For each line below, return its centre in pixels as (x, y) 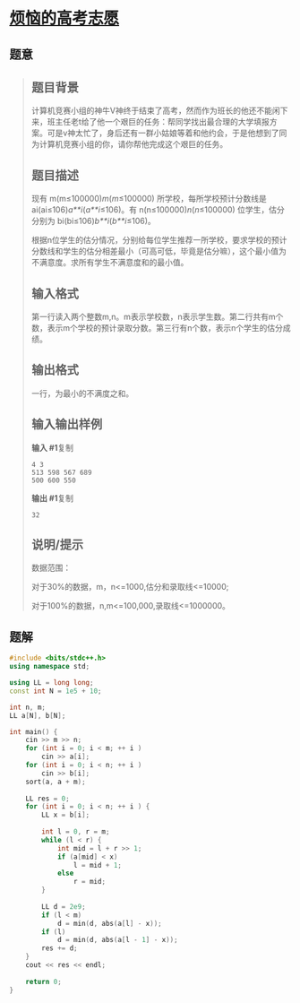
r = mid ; (89, 882)
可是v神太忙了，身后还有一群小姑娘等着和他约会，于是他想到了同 (167, 133)
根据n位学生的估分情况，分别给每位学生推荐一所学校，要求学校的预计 (159, 240)
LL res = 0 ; (47, 799)
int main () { (34, 731)
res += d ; (60, 948)
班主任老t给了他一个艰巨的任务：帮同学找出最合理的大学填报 (159, 122)
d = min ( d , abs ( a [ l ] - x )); (110, 923)
